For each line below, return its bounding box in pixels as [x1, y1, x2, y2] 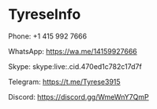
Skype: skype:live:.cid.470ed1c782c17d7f [8, 61, 142, 71]
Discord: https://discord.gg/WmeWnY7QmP [8, 92, 149, 101]
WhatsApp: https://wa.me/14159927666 [8, 46, 138, 56]
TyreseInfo [8, 5, 81, 24]
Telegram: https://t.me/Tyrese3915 [8, 77, 121, 86]
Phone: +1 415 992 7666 [8, 31, 88, 41]
